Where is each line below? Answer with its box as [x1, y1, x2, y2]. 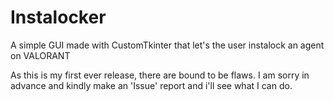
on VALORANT [10, 49, 71, 61]
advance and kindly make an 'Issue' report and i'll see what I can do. [10, 79, 293, 91]
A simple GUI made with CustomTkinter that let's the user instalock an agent [10, 39, 325, 51]
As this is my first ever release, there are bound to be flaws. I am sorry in [10, 69, 310, 81]
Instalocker [10, 6, 107, 29]
